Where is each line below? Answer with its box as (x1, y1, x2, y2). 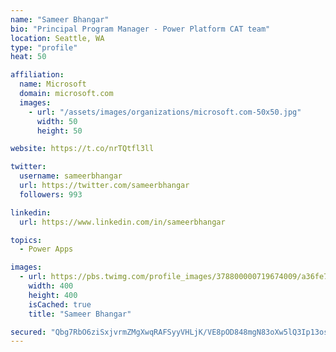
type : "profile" (10, 42, 78, 53)
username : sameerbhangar (19, 171, 123, 181)
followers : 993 (19, 189, 83, 200)
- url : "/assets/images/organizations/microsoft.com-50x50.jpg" (28, 107, 302, 117)
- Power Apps (19, 244, 74, 255)
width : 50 (36, 116, 78, 126)
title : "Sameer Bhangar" (28, 309, 132, 319)
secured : (10, 327, 47, 337)
